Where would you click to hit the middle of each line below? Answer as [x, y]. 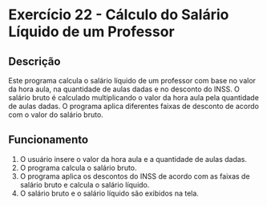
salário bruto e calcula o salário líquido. [85, 184]
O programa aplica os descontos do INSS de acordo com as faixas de [135, 176]
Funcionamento [49, 140]
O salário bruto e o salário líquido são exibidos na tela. [109, 193]
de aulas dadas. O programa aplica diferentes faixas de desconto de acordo [133, 106]
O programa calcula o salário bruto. [79, 168]
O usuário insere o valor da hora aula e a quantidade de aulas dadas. [133, 159]
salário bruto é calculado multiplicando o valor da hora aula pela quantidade [133, 97]
